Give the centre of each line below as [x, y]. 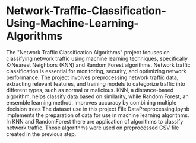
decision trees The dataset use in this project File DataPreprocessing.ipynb [98, 109]
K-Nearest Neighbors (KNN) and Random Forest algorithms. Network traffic [99, 65]
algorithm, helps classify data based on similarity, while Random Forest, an [97, 96]
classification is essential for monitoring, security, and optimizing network [96, 71]
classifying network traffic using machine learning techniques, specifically [97, 58]
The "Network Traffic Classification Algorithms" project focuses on [88, 52]
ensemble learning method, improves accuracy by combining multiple [91, 102]
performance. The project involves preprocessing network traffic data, [92, 77]
